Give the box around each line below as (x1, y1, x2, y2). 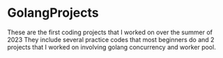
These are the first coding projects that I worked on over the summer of (7, 28, 213, 36)
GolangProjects (7, 5, 99, 21)
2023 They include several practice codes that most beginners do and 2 (7, 35, 215, 43)
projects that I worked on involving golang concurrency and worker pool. (7, 43, 216, 51)
